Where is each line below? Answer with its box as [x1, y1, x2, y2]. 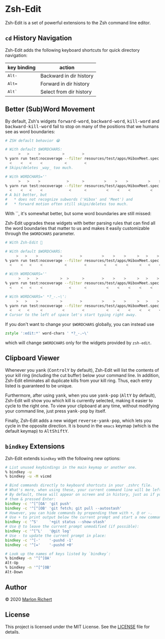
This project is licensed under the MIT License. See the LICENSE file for [5, 624, 150, 630]
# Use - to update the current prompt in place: [5, 533, 107, 538]
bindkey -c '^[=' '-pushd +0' [5, 543, 74, 547]
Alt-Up [5, 560, 19, 566]
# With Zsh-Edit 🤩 [5, 240, 43, 245]
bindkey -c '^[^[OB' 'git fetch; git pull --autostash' [5, 506, 122, 511]
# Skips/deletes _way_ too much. [5, 165, 74, 170]
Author [5, 583, 27, 592]
